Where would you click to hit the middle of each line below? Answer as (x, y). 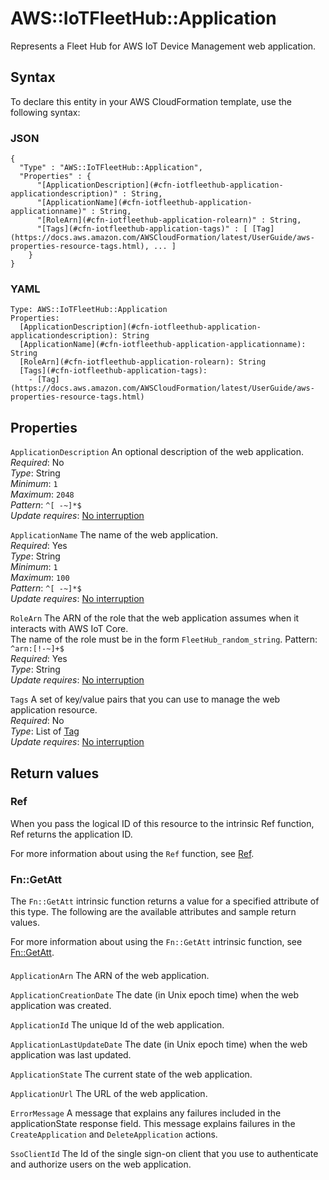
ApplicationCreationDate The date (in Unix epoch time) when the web (154, 994)
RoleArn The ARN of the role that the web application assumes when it (155, 618)
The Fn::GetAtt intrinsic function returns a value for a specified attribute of (165, 901)
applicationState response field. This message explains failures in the (153, 1123)
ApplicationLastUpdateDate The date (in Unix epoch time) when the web (159, 1044)
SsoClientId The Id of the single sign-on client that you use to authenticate (164, 1153)
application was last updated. (71, 1054)
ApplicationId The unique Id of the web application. (117, 1024)
